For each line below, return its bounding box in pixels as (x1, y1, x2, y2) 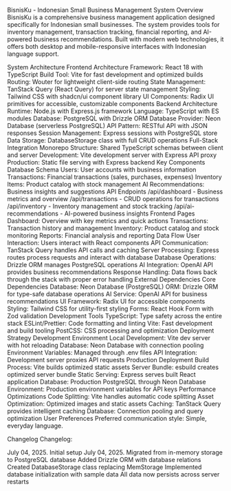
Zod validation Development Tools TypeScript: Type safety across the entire (7, 312, 222, 320)
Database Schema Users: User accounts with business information (7, 165, 197, 174)
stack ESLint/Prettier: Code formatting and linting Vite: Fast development (7, 320, 213, 327)
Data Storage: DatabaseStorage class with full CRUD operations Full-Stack (7, 136, 219, 144)
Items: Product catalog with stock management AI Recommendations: (7, 180, 205, 188)
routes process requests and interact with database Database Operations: (7, 253, 217, 261)
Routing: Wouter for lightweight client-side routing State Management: (7, 78, 206, 85)
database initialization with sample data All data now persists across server (7, 470, 220, 478)
